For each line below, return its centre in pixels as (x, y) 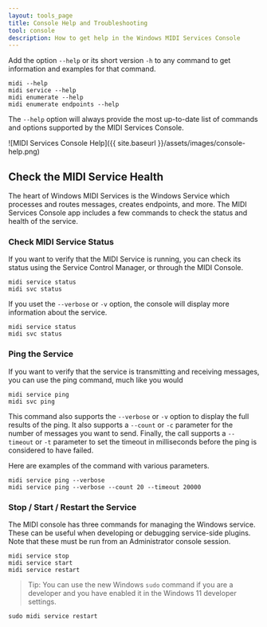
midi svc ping (32, 402)
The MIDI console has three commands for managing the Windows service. (132, 524)
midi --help (28, 84)
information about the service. (58, 312)
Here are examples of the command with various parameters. (109, 465)
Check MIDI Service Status (61, 241)
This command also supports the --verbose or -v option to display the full (129, 416)
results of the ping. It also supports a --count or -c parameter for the (121, 425)
